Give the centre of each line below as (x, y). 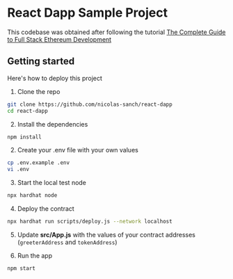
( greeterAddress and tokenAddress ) (67, 242)
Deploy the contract (46, 209)
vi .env (18, 169)
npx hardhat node (32, 196)
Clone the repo (39, 91)
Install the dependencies (53, 124)
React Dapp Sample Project (88, 13)
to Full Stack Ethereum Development (59, 39)
